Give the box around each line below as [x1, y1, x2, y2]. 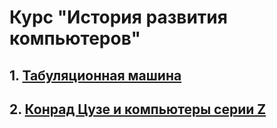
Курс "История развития [9, 6, 228, 29]
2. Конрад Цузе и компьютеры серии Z [9, 101, 267, 118]
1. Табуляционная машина [9, 67, 182, 84]
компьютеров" [9, 27, 142, 50]
